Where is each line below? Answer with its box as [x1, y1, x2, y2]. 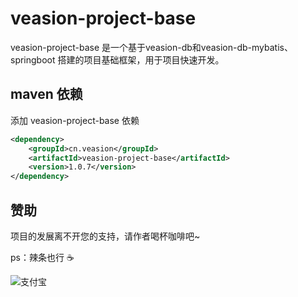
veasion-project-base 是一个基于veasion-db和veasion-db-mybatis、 [10, 41, 293, 53]
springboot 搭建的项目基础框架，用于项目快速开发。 [10, 53, 225, 66]
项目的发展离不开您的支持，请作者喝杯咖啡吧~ [10, 230, 201, 242]
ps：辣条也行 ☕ [10, 251, 75, 263]
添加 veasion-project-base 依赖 [10, 114, 140, 126]
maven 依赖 [10, 86, 83, 103]
